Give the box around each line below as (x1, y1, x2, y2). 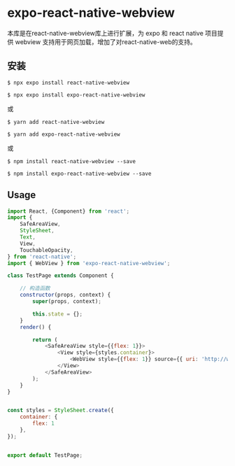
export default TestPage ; (7, 451, 83, 459)
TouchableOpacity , (20, 246, 73, 253)
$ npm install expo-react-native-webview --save (7, 170, 152, 177)
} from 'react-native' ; (7, 253, 77, 260)
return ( (32, 336, 58, 344)
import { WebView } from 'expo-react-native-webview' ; (7, 260, 171, 267)
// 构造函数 (20, 285, 50, 292)
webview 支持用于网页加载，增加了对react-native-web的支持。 (15, 37, 197, 46)
